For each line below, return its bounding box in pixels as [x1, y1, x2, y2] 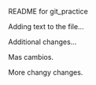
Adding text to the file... [8, 22, 84, 31]
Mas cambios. [8, 53, 54, 61]
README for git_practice [8, 7, 88, 16]
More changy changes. [8, 68, 83, 77]
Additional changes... [8, 37, 77, 46]
